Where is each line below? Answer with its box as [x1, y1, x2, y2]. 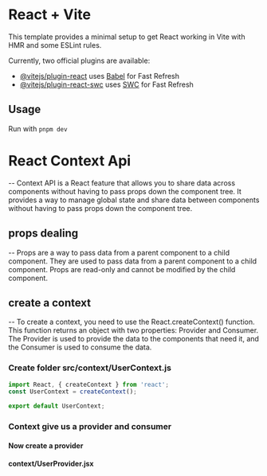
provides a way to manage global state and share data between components [8, 195, 260, 205]
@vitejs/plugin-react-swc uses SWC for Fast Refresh [19, 80, 194, 89]
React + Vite [8, 6, 92, 24]
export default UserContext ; [8, 402, 105, 411]
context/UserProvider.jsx [8, 459, 94, 469]
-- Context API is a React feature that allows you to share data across [8, 178, 236, 188]
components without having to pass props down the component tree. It [8, 186, 241, 196]
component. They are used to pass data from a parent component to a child [8, 256, 257, 266]
